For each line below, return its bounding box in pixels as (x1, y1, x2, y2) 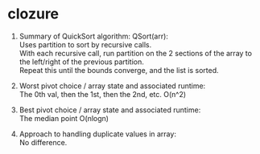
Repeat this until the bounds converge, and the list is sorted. (19, 65, 219, 75)
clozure (7, 5, 60, 23)
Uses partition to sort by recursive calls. (19, 39, 152, 49)
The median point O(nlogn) (19, 113, 109, 123)
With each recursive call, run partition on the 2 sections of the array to (19, 48, 253, 58)
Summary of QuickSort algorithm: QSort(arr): (19, 31, 168, 41)
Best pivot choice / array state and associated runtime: (19, 105, 201, 115)
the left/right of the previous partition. (19, 57, 144, 67)
